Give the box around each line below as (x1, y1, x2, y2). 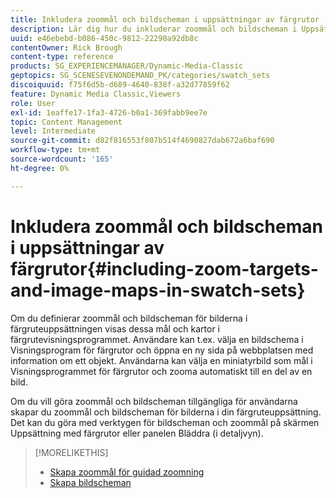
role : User (10, 98, 56, 108)
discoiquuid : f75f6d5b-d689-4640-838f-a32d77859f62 (10, 80, 230, 90)
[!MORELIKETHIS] (34, 446, 109, 458)
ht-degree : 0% (10, 163, 70, 173)
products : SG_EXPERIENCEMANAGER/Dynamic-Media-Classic (10, 61, 244, 71)
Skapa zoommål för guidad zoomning (49, 466, 205, 478)
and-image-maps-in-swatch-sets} (10, 279, 306, 301)
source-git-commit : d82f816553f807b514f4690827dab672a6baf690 (10, 136, 275, 146)
